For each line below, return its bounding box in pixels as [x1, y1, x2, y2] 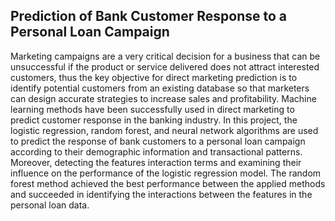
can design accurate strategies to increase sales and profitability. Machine [10, 92, 317, 104]
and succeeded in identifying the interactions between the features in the [10, 188, 313, 200]
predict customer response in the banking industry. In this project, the [10, 114, 298, 126]
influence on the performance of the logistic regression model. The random [10, 167, 322, 179]
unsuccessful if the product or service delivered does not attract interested [10, 60, 320, 73]
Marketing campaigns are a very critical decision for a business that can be [10, 50, 321, 62]
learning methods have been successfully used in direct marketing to [10, 103, 295, 115]
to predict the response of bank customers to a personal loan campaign [10, 135, 306, 147]
